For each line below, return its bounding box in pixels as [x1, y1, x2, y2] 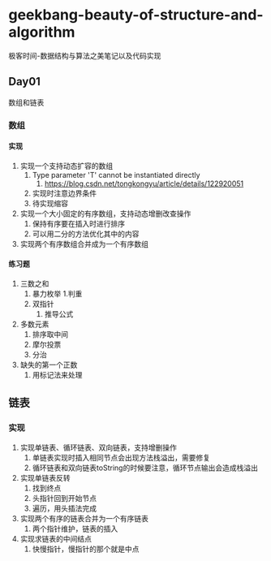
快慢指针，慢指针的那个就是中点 [32, 544, 140, 554]
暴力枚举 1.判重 [32, 289, 83, 299]
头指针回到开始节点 [32, 493, 97, 503]
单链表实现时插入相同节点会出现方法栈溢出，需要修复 [32, 452, 211, 462]
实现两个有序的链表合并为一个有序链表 [19, 513, 148, 523]
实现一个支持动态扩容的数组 [19, 161, 114, 170]
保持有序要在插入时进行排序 [32, 218, 126, 228]
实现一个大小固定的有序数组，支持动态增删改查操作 [19, 209, 191, 218]
